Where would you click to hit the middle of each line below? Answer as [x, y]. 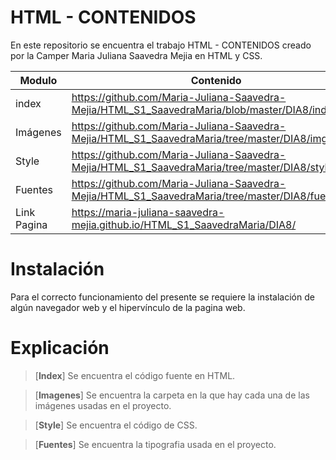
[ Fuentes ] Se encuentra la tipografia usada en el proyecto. [155, 444]
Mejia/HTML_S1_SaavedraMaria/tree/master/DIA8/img [199, 138]
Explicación [60, 348]
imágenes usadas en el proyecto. [103, 405]
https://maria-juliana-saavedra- [148, 212]
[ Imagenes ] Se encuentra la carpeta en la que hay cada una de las [172, 395]
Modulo [38, 80]
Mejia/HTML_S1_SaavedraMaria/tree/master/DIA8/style [202, 167]
